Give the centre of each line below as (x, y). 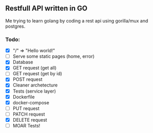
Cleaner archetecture (35, 85)
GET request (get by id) (37, 74)
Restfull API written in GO (47, 8)
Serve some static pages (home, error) (53, 56)
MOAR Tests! (26, 125)
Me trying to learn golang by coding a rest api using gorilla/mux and (77, 20)
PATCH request (29, 114)
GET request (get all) (35, 68)
